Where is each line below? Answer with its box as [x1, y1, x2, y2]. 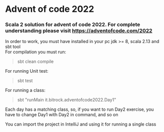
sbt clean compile [17, 58, 54, 65]
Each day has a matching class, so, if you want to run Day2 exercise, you [5, 106, 154, 112]
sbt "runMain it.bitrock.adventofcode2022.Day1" [17, 97, 116, 103]
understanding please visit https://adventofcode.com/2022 [5, 27, 153, 34]
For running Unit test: [5, 68, 49, 74]
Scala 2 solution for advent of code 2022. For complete [5, 21, 140, 28]
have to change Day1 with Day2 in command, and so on [5, 112, 118, 118]
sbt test [17, 78, 33, 84]
